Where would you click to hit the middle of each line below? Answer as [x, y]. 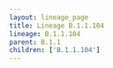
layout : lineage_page [49, 17]
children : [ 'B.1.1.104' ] [55, 50]
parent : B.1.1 [35, 42]
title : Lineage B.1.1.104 [56, 26]
